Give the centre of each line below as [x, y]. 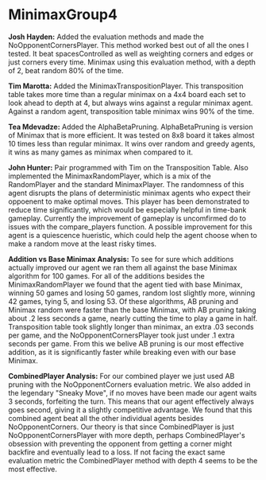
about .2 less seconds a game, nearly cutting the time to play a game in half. [133, 318]
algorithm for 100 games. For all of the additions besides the [106, 275]
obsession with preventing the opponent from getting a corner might [120, 443]
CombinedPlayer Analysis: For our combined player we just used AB [121, 376]
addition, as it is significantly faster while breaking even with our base [122, 352]
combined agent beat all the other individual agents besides [106, 418]
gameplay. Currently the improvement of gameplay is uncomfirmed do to [127, 218]
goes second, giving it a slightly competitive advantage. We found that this [130, 410]
